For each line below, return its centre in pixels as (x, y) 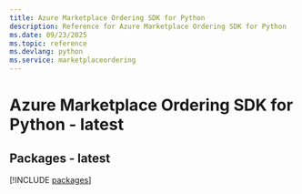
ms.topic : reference (49, 43)
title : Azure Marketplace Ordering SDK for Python (107, 18)
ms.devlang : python (46, 52)
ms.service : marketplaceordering (73, 60)
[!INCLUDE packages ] (50, 180)
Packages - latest (60, 158)
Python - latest (67, 125)
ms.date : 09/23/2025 (49, 35)
